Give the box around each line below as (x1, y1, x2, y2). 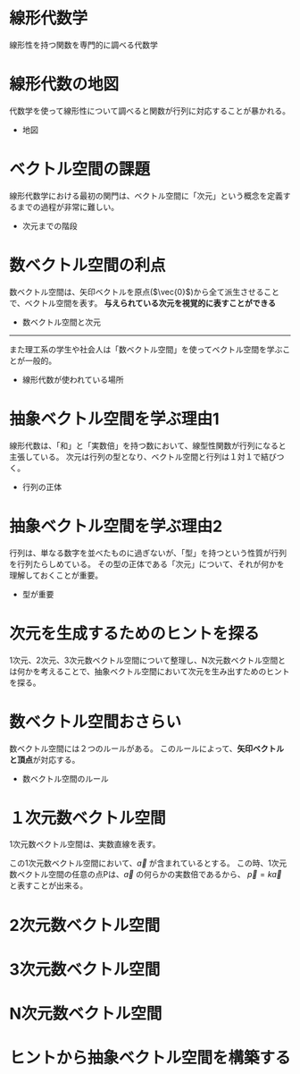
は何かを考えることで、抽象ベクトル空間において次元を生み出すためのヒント (9, 665, 290, 676)
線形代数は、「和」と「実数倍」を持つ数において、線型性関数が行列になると (9, 440, 287, 451)
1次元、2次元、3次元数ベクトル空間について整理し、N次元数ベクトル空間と (9, 655, 287, 665)
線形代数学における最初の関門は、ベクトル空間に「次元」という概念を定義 (9, 190, 283, 201)
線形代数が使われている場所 (21, 374, 124, 385)
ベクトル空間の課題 (9, 159, 151, 180)
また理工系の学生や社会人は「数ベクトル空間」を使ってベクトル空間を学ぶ (9, 343, 283, 354)
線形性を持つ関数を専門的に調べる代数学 (9, 39, 158, 50)
